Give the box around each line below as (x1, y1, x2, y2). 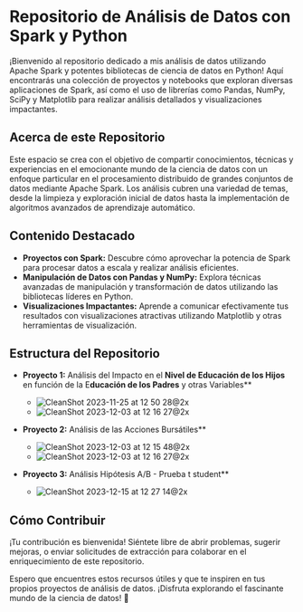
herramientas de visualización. (22, 320, 137, 330)
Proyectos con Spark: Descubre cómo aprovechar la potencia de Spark (22, 252, 291, 263)
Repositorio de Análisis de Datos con (9, 6, 291, 27)
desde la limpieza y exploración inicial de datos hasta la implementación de (9, 192, 290, 203)
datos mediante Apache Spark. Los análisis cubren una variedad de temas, (9, 183, 289, 194)
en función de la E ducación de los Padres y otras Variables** (22, 379, 252, 390)
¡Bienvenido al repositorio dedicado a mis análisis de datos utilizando (9, 55, 267, 66)
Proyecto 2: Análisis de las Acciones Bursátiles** (22, 424, 206, 435)
